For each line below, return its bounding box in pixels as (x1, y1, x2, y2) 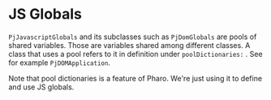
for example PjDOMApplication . (8, 58, 111, 67)
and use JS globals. (8, 82, 75, 92)
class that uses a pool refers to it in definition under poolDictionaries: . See (8, 49, 263, 59)
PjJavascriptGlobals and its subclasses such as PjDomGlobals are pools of (8, 32, 257, 41)
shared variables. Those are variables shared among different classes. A (8, 40, 251, 50)
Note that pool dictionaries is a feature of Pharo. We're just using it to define (8, 73, 262, 83)
